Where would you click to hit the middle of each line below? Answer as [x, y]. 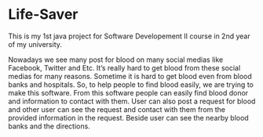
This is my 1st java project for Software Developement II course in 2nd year [129, 36]
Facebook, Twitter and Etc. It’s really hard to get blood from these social [124, 67]
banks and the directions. [49, 126]
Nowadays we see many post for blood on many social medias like [116, 59]
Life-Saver [43, 14]
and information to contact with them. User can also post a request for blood [132, 101]
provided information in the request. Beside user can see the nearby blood [128, 117]
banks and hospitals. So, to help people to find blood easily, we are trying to [131, 85]
